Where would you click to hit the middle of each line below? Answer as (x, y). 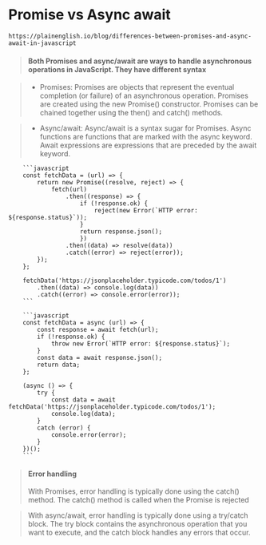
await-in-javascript (43, 43)
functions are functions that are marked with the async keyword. (146, 137)
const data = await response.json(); (99, 358)
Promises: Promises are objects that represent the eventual (137, 87)
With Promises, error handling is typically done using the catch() (133, 491)
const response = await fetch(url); (98, 330)
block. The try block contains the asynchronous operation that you (137, 524)
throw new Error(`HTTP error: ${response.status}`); (140, 344)
